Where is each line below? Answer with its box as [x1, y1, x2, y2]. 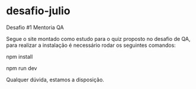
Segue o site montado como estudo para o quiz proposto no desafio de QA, [6, 35, 191, 42]
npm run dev [6, 64, 37, 72]
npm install [6, 53, 33, 60]
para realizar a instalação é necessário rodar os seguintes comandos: [6, 42, 176, 49]
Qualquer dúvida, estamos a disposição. [6, 76, 105, 83]
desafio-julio [6, 4, 70, 18]
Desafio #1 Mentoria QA [6, 24, 64, 31]
